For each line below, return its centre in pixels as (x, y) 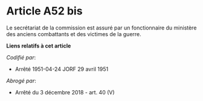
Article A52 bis (44, 11)
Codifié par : (21, 57)
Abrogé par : (21, 81)
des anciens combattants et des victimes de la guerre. (74, 34)
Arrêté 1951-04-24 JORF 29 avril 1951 (62, 69)
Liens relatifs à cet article (39, 46)
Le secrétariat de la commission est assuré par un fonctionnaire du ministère (101, 28)
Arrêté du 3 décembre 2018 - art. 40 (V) (65, 92)
